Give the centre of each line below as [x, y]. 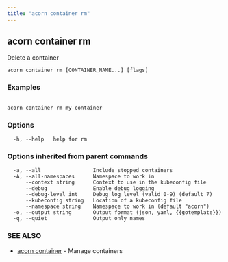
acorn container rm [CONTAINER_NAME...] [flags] [78, 70]
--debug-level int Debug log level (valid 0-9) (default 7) [119, 195]
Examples [24, 88]
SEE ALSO [24, 236]
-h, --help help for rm [50, 139]
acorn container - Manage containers [70, 250]
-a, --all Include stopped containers [93, 171]
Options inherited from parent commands [78, 156]
